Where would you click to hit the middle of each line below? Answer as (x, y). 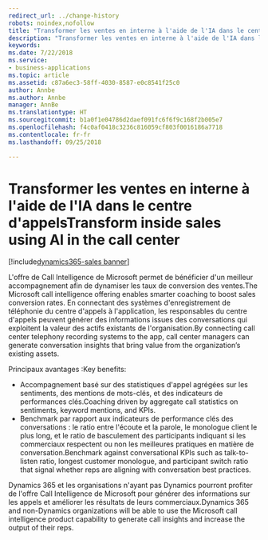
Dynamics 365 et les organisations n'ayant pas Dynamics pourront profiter (130, 486)
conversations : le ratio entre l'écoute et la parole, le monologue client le (138, 427)
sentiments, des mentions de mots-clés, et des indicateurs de (121, 394)
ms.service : (28, 61)
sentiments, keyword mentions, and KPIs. (88, 410)
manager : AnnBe (33, 105)
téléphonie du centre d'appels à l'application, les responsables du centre (128, 311)
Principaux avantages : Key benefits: (67, 370)
